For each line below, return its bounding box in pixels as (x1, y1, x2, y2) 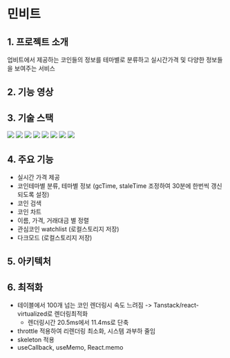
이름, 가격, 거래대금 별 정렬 (17, 216, 90, 225)
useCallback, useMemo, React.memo (17, 343, 124, 352)
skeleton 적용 (17, 336, 55, 344)
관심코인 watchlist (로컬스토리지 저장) (17, 225, 119, 234)
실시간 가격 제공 (17, 173, 60, 182)
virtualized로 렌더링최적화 (17, 310, 88, 318)
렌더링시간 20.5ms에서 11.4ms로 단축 (27, 319, 129, 327)
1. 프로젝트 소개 (7, 36, 69, 48)
